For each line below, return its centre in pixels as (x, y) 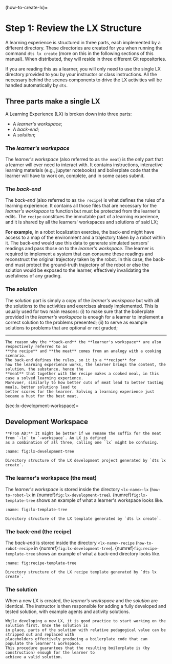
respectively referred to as (36, 346)
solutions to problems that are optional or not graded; (61, 328)
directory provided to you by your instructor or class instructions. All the (81, 74)
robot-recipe (19, 549)
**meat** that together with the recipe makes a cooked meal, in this (82, 373)
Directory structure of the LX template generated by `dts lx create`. (83, 519)
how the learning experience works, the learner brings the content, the (86, 364)
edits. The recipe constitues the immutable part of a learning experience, (82, 217)
